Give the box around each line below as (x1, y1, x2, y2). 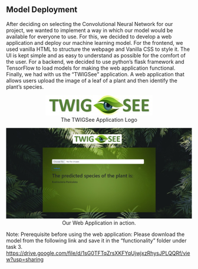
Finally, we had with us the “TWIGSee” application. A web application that (6, 70, 184, 77)
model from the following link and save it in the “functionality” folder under (6, 237, 187, 244)
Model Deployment (6, 5, 78, 15)
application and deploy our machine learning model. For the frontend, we (6, 39, 183, 46)
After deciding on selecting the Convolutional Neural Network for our (6, 20, 173, 27)
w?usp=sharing (6, 256, 44, 263)
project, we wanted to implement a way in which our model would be (6, 27, 173, 34)
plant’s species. (6, 83, 44, 90)
